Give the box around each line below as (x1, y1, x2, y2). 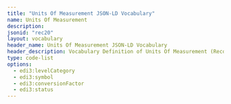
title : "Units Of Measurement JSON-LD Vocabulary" (7, 10, 155, 17)
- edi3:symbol (13, 73, 54, 81)
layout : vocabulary (7, 36, 63, 42)
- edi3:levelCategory (13, 67, 76, 74)
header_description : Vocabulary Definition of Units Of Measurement (7, 49, 208, 55)
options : (7, 61, 32, 68)
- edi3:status (13, 86, 54, 93)
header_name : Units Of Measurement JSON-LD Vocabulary (7, 42, 168, 49)
